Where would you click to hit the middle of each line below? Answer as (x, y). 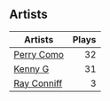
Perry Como (39, 54)
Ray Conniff (38, 83)
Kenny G (31, 68)
